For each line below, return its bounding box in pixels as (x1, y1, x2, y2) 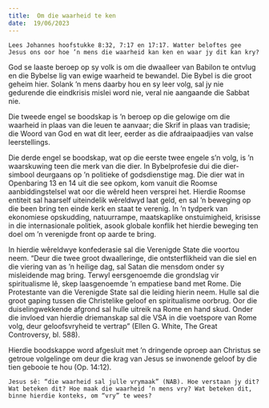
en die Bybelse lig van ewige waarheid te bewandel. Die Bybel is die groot (8, 70, 252, 80)
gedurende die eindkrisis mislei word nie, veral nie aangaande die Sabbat (8, 87, 250, 97)
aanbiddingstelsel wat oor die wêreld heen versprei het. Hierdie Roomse (8, 186, 246, 196)
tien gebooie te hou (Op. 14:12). (8, 362, 112, 372)
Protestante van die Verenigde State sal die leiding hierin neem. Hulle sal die (8, 287, 260, 297)
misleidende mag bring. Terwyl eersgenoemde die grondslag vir (8, 270, 219, 280)
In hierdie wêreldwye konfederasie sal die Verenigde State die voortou (8, 245, 240, 254)
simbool (8, 170, 34, 179)
